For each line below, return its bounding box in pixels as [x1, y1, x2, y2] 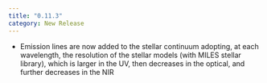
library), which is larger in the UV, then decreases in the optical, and [19, 58, 245, 68]
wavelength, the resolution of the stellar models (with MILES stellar [19, 50, 241, 60]
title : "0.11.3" [8, 11, 63, 20]
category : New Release [8, 19, 84, 27]
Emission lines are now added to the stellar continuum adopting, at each [19, 41, 259, 51]
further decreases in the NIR [19, 67, 114, 77]
